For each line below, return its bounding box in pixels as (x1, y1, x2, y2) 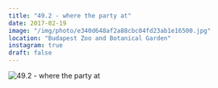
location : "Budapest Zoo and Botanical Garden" (8, 34, 172, 42)
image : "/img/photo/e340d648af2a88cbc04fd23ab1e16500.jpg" (8, 26, 212, 34)
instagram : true (8, 42, 63, 50)
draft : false (8, 49, 52, 57)
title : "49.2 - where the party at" (8, 11, 132, 20)
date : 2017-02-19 (8, 19, 67, 27)
